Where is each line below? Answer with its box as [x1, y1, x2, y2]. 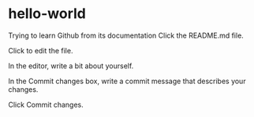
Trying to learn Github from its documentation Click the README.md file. [8, 31, 245, 40]
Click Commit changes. [8, 100, 84, 109]
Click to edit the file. [8, 46, 73, 55]
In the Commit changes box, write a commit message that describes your [8, 76, 246, 86]
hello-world [8, 5, 87, 23]
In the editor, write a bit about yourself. [8, 60, 134, 71]
